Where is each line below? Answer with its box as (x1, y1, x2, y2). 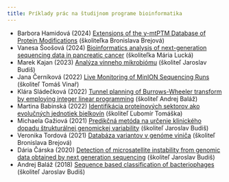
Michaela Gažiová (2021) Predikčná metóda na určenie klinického (16, 116, 202, 124)
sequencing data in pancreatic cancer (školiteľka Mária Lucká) (16, 51, 194, 59)
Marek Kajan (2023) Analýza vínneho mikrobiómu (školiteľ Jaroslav (16, 58, 207, 66)
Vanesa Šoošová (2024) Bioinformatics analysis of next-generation (16, 43, 207, 52)
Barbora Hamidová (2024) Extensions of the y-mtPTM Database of (16, 29, 206, 37)
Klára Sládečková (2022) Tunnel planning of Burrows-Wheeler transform (16, 87, 222, 95)
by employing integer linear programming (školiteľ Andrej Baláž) (16, 94, 198, 103)
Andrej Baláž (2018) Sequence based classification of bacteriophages (16, 160, 215, 168)
